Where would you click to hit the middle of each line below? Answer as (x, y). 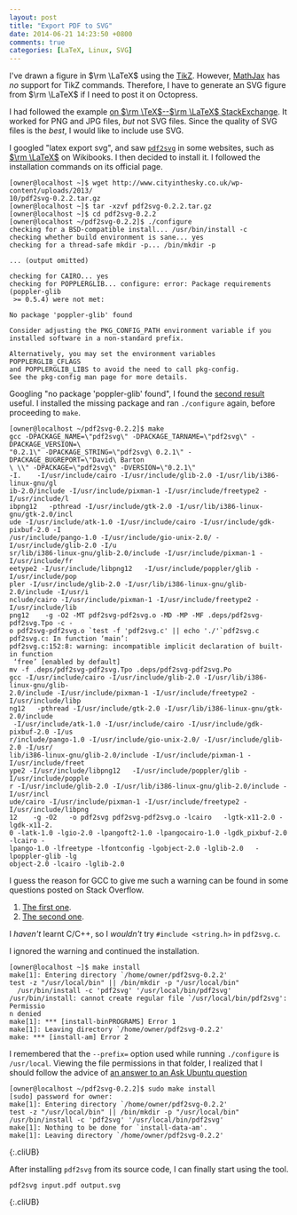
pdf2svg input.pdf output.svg (65, 1186)
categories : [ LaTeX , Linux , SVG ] (71, 51)
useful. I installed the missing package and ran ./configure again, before (142, 403)
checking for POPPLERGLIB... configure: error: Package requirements (141, 284)
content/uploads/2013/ (51, 191)
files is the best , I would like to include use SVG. (97, 131)
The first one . (47, 908)
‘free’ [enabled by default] (67, 663)
